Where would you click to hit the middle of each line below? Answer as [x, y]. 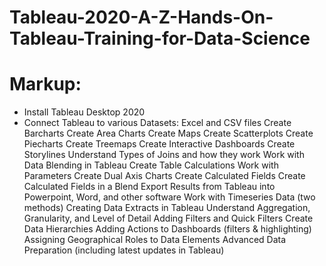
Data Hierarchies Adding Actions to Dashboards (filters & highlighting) [167, 229]
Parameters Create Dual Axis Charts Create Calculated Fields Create [164, 176]
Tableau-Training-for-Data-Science [160, 38]
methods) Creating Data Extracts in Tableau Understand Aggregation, [167, 208]
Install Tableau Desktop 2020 [84, 112]
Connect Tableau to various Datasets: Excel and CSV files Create [157, 123]
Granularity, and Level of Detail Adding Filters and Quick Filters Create [168, 218]
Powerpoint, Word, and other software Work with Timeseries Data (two [169, 197]
